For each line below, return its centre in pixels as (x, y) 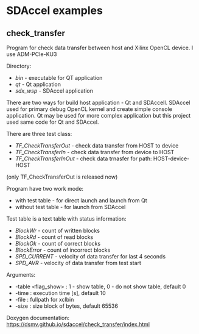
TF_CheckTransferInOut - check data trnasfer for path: (83, 158)
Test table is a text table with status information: (66, 219)
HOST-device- (171, 158)
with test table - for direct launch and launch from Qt (81, 201)
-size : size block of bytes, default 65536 (67, 306)
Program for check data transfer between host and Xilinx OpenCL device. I (100, 48)
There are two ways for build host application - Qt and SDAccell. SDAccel (98, 102)
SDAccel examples (55, 11)
